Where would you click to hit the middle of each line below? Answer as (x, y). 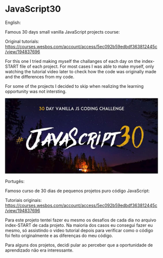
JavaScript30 (33, 9)
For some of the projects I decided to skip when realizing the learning (74, 86)
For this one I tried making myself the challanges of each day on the (73, 61)
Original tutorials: (22, 41)
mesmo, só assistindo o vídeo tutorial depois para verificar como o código (79, 231)
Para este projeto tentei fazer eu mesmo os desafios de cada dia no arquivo (81, 220)
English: (13, 22)
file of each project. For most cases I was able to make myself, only (87, 66)
